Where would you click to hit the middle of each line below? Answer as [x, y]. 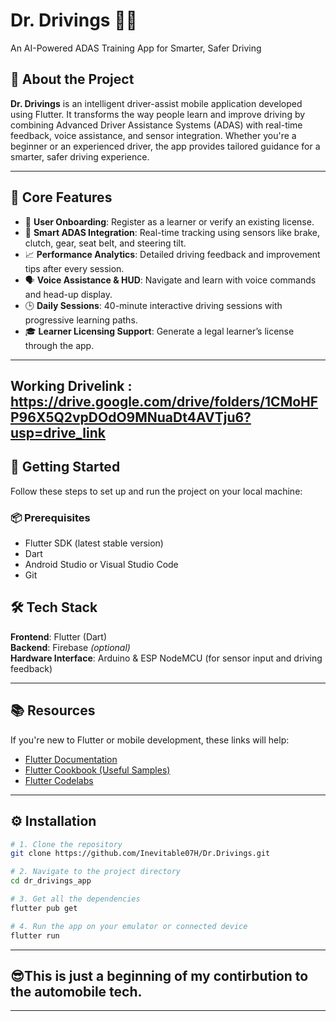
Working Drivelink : [71, 385]
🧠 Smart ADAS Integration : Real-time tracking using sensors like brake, [172, 232]
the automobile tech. [76, 991]
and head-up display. [68, 294]
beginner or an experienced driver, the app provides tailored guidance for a [165, 146]
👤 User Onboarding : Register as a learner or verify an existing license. [169, 221]
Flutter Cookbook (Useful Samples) [97, 770]
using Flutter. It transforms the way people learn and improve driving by [158, 114]
